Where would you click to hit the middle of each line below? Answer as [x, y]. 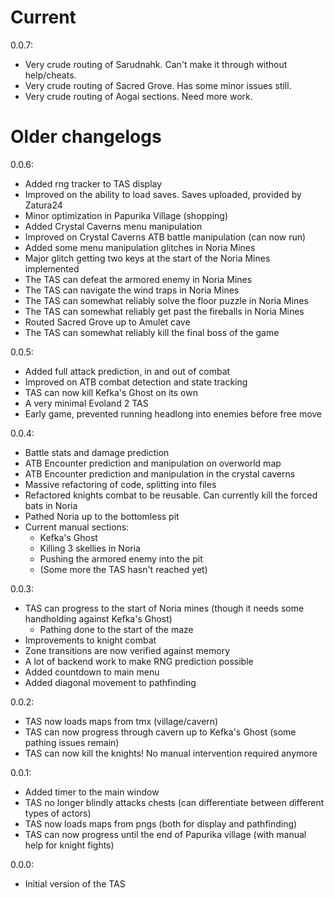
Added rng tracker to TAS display [93, 183]
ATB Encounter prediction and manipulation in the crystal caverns [160, 473]
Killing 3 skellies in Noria [90, 548]
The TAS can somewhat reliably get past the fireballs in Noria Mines [164, 311]
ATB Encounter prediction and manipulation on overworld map [153, 463]
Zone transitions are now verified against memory [127, 650]
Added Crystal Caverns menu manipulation [113, 226]
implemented [52, 268]
